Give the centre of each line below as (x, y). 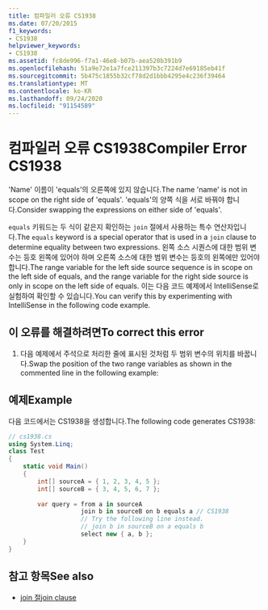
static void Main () (56, 467)
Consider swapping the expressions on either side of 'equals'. (119, 210)
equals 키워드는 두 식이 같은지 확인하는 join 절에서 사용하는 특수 (110, 227)
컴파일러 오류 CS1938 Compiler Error (128, 148)
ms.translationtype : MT (48, 83)
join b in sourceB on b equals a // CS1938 (155, 511)
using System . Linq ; (41, 444)
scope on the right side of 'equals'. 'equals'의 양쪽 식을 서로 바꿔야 (117, 200)
